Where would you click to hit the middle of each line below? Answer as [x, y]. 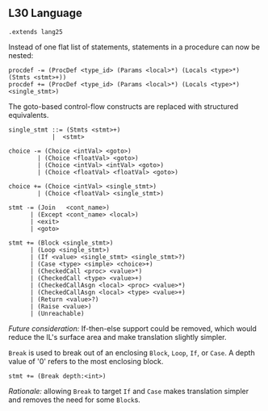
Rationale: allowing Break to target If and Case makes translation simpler [128, 391]
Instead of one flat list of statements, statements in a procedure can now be [134, 47]
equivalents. [29, 115]
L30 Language [46, 13]
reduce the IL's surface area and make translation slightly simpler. [118, 337]
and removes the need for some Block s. [75, 400]
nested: [21, 55]
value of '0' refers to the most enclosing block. [86, 361]
